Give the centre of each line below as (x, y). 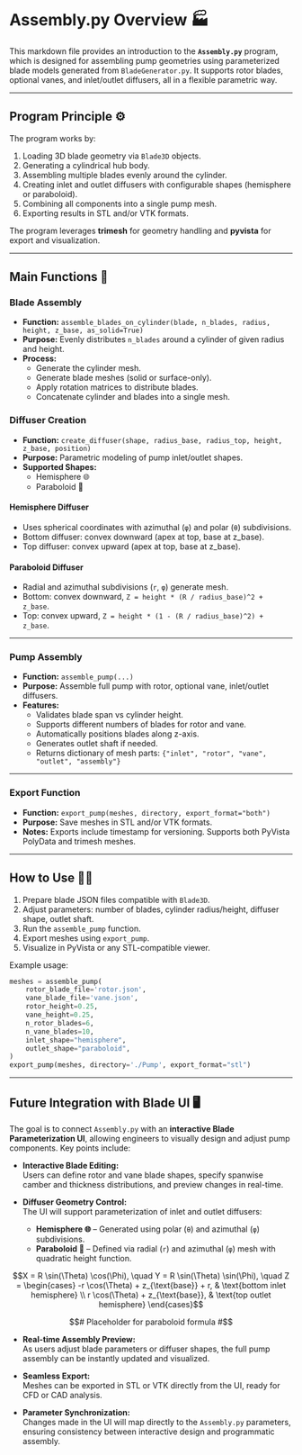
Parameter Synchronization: (76, 1412)
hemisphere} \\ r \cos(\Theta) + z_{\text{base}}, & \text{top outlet (151, 1295)
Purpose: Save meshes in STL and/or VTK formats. (117, 822)
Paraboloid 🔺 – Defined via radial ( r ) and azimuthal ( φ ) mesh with (155, 1248)
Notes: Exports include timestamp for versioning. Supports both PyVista (156, 831)
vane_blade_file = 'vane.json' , (82, 999)
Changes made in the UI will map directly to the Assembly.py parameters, (157, 1422)
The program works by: (53, 138)
